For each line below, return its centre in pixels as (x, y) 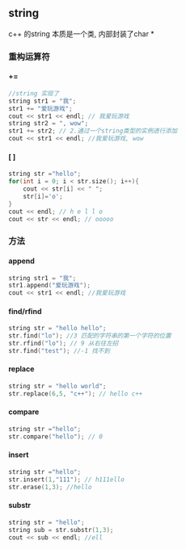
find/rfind (25, 311)
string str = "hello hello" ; (57, 329)
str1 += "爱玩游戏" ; (40, 108)
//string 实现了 (34, 93)
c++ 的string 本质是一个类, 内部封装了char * (82, 34)
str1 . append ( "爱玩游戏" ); (50, 286)
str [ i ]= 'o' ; (43, 196)
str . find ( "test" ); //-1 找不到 (59, 350)
